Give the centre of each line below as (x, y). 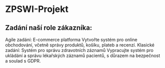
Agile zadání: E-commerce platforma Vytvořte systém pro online (71, 39)
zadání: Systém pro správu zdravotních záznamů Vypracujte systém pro (79, 50)
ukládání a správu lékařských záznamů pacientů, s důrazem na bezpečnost (83, 55)
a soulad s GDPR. (23, 61)
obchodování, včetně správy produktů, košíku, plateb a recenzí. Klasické (80, 45)
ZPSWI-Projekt (37, 9)
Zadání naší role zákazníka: (49, 28)
